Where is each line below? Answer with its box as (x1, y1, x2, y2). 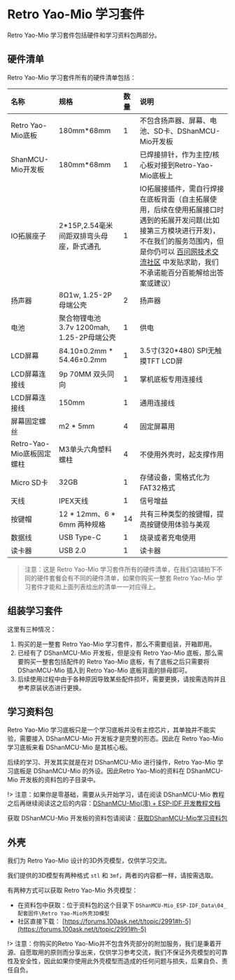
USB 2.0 (58, 545, 86, 555)
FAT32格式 (139, 483, 176, 492)
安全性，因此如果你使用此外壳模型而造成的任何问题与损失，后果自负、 (19, 957, 222, 965)
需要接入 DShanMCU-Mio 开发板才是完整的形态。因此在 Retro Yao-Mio (19, 734, 224, 743)
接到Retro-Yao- (160, 160, 214, 170)
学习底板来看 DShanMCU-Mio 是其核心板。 (7, 743, 131, 752)
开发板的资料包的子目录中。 (20, 776, 100, 784)
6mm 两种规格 (58, 519, 106, 529)
